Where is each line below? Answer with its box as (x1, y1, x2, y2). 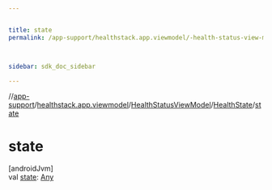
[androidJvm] (8, 163, 54, 174)
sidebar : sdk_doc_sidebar (8, 62, 96, 70)
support (8, 100, 35, 110)
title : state (8, 26, 53, 34)
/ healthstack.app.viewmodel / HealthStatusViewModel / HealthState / (34, 100, 256, 110)
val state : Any (8, 172, 54, 182)
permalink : (8, 33, 45, 41)
